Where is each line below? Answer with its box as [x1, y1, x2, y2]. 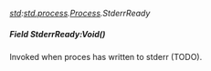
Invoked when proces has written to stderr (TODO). [9, 51, 203, 62]
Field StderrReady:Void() [9, 28, 106, 39]
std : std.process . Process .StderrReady [9, 8, 151, 18]
